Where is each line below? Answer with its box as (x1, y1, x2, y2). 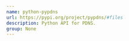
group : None (6, 25, 36, 32)
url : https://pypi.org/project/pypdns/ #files (6, 14, 123, 20)
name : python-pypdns (6, 8, 59, 15)
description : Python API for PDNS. (6, 20, 96, 26)
